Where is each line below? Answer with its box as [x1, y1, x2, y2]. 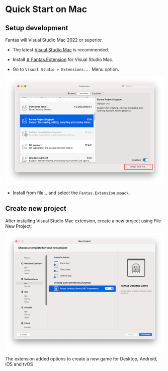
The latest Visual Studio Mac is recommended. [12, 47, 110, 52]
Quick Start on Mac [5, 4, 87, 15]
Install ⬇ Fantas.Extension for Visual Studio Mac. [12, 56, 114, 63]
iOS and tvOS [5, 361, 34, 367]
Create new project [5, 204, 66, 213]
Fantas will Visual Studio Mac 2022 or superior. [5, 37, 103, 43]
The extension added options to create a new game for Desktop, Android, [5, 356, 157, 361]
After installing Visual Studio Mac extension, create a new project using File [5, 218, 161, 224]
